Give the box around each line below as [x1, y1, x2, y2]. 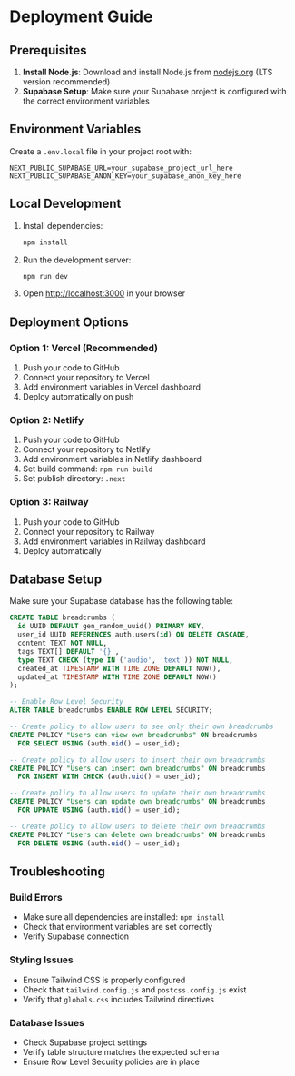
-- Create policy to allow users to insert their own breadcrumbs [9, 755, 266, 765]
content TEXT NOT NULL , [17, 638, 107, 648]
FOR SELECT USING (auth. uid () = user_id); [17, 738, 181, 748]
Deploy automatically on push [22, 391, 134, 402]
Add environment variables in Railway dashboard [22, 536, 206, 547]
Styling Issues [9, 953, 74, 966]
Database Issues [9, 1016, 84, 1029]
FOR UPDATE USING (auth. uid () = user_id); [17, 805, 181, 814]
